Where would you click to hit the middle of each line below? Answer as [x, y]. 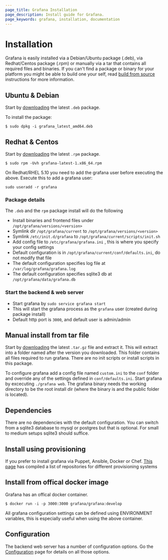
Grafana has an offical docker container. [47, 495]
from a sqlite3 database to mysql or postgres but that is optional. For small [82, 428]
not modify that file [32, 258]
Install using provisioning [46, 449]
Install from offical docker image [57, 482]
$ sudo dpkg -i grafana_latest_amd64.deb [49, 126]
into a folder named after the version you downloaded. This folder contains [82, 353]
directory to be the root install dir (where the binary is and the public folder [82, 389]
